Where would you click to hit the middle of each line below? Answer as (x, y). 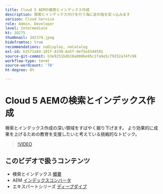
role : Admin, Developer (30, 24)
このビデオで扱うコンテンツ (48, 161)
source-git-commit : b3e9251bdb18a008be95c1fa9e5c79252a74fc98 (71, 56)
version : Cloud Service (30, 19)
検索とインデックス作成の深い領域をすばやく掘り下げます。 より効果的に (80, 128)
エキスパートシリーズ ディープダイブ (49, 186)
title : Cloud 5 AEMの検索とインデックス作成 (47, 10)
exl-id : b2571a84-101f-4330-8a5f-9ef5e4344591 (54, 51)
